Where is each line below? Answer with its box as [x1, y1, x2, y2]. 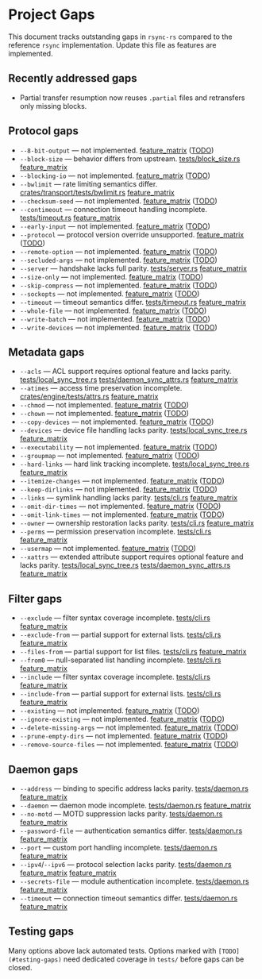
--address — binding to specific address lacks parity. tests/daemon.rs [19, 784, 249, 793]
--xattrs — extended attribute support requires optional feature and [19, 552, 244, 561]
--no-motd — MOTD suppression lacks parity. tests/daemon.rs [19, 809, 223, 819]
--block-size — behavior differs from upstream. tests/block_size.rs [19, 153, 241, 164]
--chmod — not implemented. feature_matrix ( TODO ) [19, 400, 189, 410]
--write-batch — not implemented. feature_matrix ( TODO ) [19, 314, 210, 323]
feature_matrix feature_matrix [19, 868, 117, 877]
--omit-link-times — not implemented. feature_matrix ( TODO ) [19, 510, 225, 519]
